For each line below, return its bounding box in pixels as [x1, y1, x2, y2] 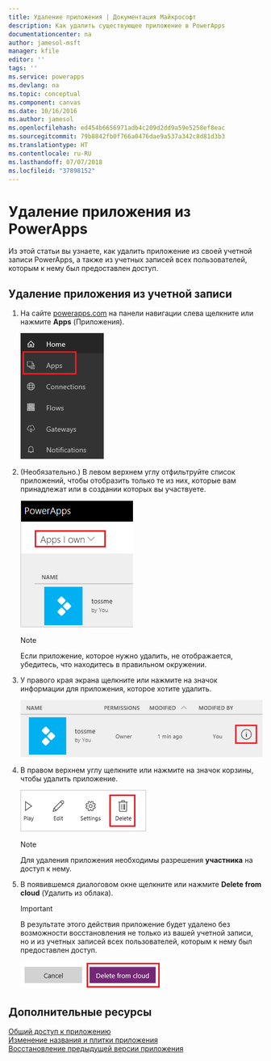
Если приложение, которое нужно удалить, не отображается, [19, 651, 234, 661]
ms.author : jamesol [8, 116, 74, 124]
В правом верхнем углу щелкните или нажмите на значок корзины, [19, 765, 254, 776]
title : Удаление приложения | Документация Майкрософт [8, 13, 197, 21]
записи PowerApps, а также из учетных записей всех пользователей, [8, 255, 248, 264]
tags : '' [8, 65, 38, 73]
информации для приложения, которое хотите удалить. [19, 684, 212, 694]
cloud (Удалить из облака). [19, 888, 114, 898]
